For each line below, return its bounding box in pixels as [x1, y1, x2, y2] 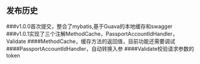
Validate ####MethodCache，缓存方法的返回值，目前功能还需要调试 [6, 38, 175, 45]
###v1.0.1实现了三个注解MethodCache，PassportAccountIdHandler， [6, 30, 178, 37]
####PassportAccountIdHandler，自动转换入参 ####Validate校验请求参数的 [6, 45, 195, 52]
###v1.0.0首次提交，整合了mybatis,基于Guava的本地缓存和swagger [6, 23, 173, 30]
